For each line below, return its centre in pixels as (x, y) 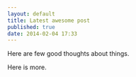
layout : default (31, 14)
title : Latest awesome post (49, 20)
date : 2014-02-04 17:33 (42, 34)
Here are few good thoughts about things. (68, 54)
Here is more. (27, 67)
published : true (31, 27)
